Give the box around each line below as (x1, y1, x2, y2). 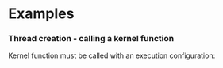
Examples (8, 5, 75, 23)
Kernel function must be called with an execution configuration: (8, 51, 216, 60)
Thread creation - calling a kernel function (8, 33, 175, 44)
